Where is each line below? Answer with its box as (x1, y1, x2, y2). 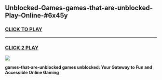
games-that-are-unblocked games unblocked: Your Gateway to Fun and (5, 64, 152, 70)
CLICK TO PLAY (5, 26, 42, 33)
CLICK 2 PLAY (5, 44, 39, 51)
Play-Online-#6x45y (5, 12, 68, 20)
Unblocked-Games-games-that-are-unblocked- (5, 4, 153, 12)
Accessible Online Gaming (5, 69, 59, 75)
